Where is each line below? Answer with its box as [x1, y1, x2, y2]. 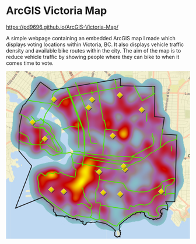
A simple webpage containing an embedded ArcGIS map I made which [6, 34, 176, 41]
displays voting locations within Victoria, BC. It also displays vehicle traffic [6, 41, 184, 48]
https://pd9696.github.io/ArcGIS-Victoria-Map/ [6, 23, 118, 30]
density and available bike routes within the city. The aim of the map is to [6, 47, 181, 54]
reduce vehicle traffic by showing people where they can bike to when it [6, 53, 180, 60]
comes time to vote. [6, 60, 54, 67]
